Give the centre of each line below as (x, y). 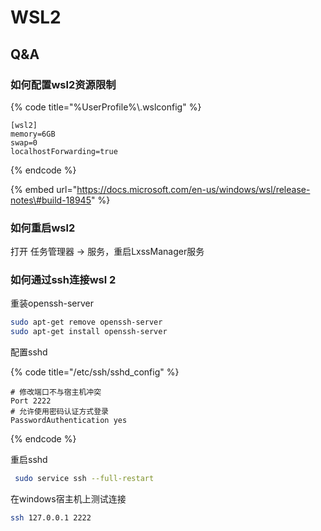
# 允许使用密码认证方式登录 (60, 412)
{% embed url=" (44, 189)
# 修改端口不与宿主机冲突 (56, 392)
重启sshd (29, 460)
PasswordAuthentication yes (69, 421)
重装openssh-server (52, 303)
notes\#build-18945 (51, 200)
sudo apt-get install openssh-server (89, 332)
